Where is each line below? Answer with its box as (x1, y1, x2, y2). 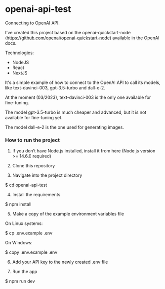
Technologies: (5, 50, 34, 56)
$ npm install (5, 201, 32, 207)
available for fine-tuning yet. (5, 114, 63, 120)
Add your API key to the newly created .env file (12, 259, 108, 265)
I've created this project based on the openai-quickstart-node (5, 29, 131, 35)
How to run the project (5, 137, 60, 144)
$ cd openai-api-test (5, 182, 47, 188)
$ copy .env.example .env (5, 249, 58, 255)
